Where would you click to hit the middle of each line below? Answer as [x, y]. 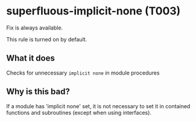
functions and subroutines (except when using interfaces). [79, 112]
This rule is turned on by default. [47, 39]
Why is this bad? [38, 92]
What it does [31, 58]
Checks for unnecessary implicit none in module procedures [83, 73]
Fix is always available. [35, 28]
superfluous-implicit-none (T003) [93, 11]
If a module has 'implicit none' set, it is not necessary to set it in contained [98, 106]
